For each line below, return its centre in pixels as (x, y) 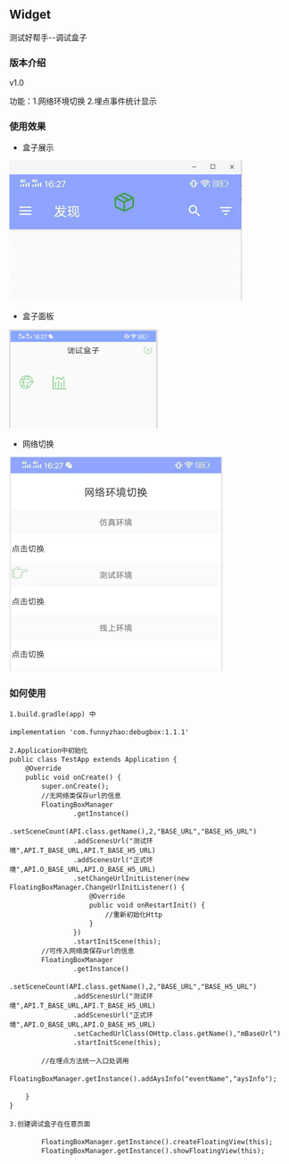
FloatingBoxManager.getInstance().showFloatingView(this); (153, 1151)
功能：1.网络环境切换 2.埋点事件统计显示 (83, 101)
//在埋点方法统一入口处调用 (85, 1061)
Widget (30, 15)
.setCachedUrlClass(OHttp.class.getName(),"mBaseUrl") (177, 1034)
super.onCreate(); (75, 786)
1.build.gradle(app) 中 (53, 714)
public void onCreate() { (74, 777)
